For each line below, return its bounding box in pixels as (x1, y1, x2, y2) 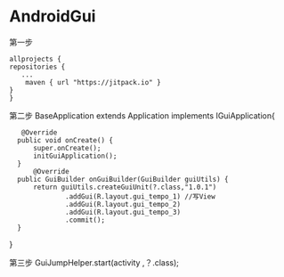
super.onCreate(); (32, 143, 101, 152)
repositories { (9, 62, 66, 71)
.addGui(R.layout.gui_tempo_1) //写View (65, 191, 215, 201)
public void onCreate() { (17, 135, 114, 144)
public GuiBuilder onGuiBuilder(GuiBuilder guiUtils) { (17, 175, 229, 183)
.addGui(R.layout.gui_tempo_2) (65, 200, 181, 208)
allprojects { (9, 54, 62, 63)
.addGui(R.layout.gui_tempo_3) (65, 208, 181, 216)
